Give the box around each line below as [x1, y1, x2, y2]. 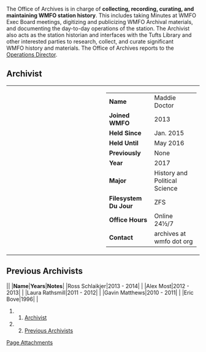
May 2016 [154, 138, 185, 147]
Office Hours [109, 215, 148, 224]
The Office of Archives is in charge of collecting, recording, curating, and [6, 6, 194, 12]
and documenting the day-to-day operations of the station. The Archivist [6, 25, 190, 32]
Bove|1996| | [6, 295, 39, 303]
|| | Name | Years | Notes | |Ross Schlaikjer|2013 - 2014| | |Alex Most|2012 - [6, 282, 189, 289]
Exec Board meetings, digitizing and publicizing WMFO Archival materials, [6, 18, 193, 25]
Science [154, 184, 178, 192]
